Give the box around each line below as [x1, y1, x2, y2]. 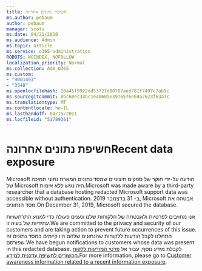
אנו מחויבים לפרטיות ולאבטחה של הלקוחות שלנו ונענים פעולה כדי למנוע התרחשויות [6, 213, 195, 221]
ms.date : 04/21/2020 [6, 32, 59, 38]
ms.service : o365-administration [6, 49, 91, 55]
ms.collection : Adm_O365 [6, 65, 69, 72]
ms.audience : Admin [6, 37, 56, 43]
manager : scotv [6, 26, 45, 32]
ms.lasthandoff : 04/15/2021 [6, 111, 78, 117]
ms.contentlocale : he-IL [6, 105, 69, 111]
